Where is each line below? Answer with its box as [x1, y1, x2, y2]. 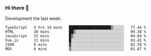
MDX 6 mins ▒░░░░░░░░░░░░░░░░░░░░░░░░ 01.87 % [5, 47, 147, 52]
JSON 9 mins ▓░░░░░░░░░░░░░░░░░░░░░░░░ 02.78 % [5, 42, 147, 47]
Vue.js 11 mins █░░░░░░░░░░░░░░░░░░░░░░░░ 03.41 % [5, 38, 147, 43]
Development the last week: [5, 16, 61, 22]
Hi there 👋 [5, 4, 30, 11]
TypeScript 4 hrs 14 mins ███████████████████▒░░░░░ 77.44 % [5, 25, 147, 30]
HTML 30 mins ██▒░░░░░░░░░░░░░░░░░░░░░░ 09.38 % [5, 29, 147, 34]
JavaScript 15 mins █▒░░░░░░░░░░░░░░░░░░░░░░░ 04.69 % [5, 34, 147, 39]
